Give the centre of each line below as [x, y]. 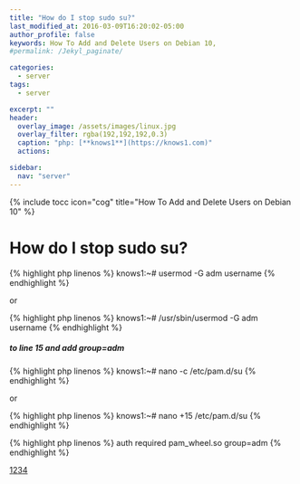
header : [24, 118]
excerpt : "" [32, 109]
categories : [32, 68]
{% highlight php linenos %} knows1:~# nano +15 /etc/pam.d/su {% [135, 415]
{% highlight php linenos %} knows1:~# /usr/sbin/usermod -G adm [134, 318]
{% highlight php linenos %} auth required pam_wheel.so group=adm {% [145, 442]
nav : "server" [44, 176]
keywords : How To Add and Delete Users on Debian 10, [113, 43]
